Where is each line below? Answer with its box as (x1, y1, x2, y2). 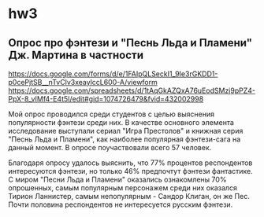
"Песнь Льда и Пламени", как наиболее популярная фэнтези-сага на (8, 134, 241, 144)
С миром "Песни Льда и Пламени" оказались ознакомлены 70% (8, 175, 227, 184)
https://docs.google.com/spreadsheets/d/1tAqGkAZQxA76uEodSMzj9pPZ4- (8, 86, 256, 95)
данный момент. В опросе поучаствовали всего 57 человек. (8, 143, 212, 152)
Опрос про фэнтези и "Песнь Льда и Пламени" (8, 36, 253, 50)
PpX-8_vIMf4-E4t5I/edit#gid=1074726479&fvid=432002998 (8, 94, 204, 103)
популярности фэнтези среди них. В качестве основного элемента (8, 118, 235, 127)
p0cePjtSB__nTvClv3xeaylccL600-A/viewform (8, 78, 158, 86)
